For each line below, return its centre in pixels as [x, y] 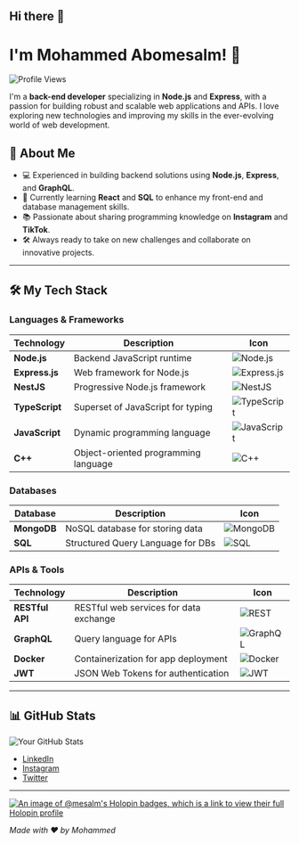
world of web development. [60, 125]
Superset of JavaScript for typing [144, 406]
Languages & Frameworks [67, 320]
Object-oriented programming [138, 453]
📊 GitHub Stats [53, 715]
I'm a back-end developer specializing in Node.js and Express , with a [138, 97]
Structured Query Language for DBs [141, 543]
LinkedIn [38, 759]
